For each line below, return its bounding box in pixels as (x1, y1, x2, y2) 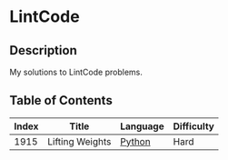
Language (119, 120, 165, 133)
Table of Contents (9, 93, 114, 108)
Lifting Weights (47, 135, 112, 147)
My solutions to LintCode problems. (9, 66, 143, 77)
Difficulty (173, 120, 215, 133)
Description (9, 43, 77, 58)
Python (119, 135, 152, 147)
